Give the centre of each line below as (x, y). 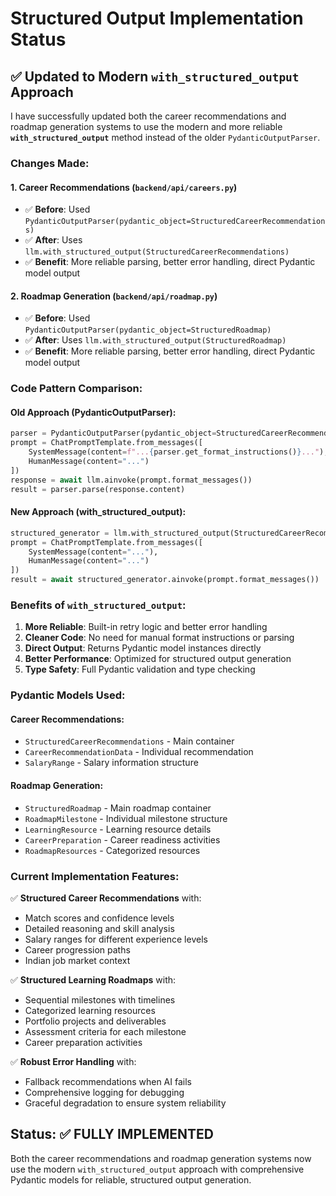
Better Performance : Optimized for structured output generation (158, 659)
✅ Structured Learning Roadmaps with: (93, 979)
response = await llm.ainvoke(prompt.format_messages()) (131, 480)
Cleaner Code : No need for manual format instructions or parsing (159, 638)
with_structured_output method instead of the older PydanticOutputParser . (165, 137)
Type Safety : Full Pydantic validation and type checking (140, 669)
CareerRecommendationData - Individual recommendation (139, 752)
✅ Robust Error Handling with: (73, 1061)
